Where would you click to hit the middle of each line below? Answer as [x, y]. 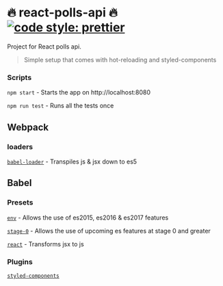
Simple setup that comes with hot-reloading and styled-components [120, 60]
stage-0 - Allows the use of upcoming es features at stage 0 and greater [109, 231]
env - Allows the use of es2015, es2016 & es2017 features [88, 218]
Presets [20, 203]
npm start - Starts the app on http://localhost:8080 [79, 92]
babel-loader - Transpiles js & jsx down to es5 [72, 161]
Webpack [28, 127]
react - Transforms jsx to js [45, 244]
